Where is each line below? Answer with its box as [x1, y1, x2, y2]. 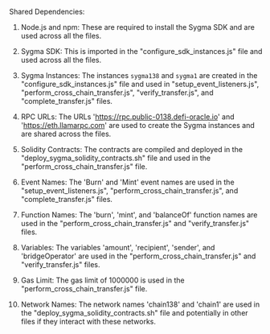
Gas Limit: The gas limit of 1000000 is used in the [20, 275, 185, 285]
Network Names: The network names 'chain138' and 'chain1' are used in [20, 299, 260, 309]
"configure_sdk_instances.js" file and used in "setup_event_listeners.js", [20, 80, 260, 89]
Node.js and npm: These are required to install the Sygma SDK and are [20, 23, 256, 31]
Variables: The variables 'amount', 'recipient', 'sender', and [20, 243, 215, 252]
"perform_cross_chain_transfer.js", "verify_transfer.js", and [20, 88, 214, 97]
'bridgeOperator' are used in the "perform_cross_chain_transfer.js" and [20, 251, 256, 261]
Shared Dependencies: [9, 7, 85, 16]
